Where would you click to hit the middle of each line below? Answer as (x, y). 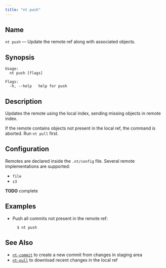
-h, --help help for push (39, 86)
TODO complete (21, 191)
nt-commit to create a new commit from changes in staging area (77, 255)
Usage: (12, 69)
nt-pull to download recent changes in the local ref (65, 260)
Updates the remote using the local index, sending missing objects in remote (83, 113)
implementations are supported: (38, 166)
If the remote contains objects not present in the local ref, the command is (80, 128)
